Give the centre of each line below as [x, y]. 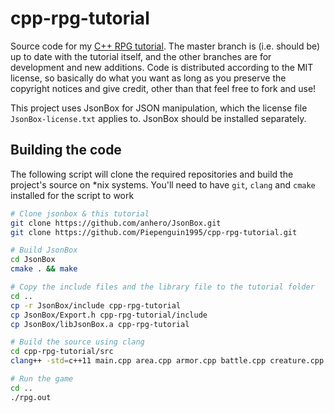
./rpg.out [31, 397]
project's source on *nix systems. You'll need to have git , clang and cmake [163, 184]
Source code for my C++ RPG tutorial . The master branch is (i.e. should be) [165, 46]
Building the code [66, 150]
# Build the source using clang [77, 342]
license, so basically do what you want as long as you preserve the [148, 78]
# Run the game [42, 379]
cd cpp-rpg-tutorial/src [62, 352]
